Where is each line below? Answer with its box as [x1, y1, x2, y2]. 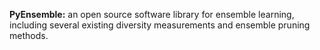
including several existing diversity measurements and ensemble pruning [9, 19, 311, 31]
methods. [9, 30, 49, 41]
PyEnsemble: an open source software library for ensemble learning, [9, 9, 295, 20]
